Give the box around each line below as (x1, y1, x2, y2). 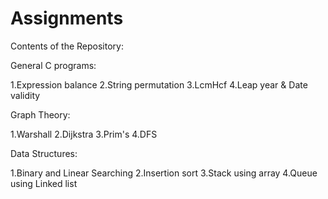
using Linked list (10, 177, 78, 189)
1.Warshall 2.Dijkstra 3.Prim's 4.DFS (10, 128, 158, 140)
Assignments (10, 7, 124, 30)
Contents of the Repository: (10, 40, 124, 52)
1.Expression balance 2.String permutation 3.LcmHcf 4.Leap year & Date (10, 78, 308, 91)
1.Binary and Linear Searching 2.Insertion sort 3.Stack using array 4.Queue (10, 167, 318, 179)
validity (10, 89, 41, 101)
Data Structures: (10, 147, 78, 159)
